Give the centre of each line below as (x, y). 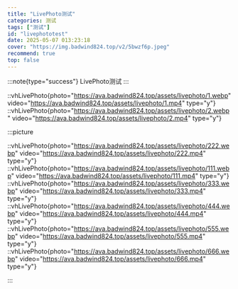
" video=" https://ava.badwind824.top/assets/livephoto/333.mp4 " (110, 191)
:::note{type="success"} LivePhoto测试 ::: (68, 81)
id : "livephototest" (38, 34)
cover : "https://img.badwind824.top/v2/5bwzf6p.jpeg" (89, 47)
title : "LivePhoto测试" (42, 14)
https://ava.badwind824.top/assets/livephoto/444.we (152, 206)
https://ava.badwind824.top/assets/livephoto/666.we (151, 251)
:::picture (21, 131)
